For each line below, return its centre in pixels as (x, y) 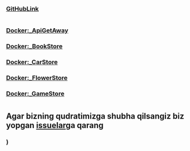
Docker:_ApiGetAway (37, 31)
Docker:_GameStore (35, 93)
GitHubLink (23, 9)
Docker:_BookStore (34, 46)
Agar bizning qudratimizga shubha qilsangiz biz (95, 116)
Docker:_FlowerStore (37, 78)
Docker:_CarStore (32, 62)
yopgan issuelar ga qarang (55, 125)
